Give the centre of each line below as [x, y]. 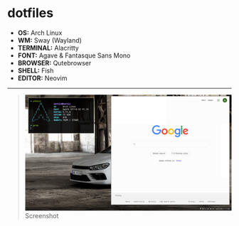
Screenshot [42, 216]
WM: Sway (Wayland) [49, 40]
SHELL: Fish [36, 70]
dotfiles [31, 13]
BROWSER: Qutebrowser [54, 63]
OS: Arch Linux [40, 33]
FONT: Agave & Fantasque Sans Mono [74, 55]
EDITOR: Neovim [42, 78]
